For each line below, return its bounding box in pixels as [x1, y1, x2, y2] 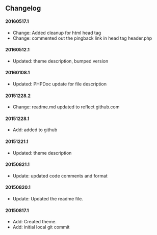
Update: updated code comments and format [12, 172, 108, 179]
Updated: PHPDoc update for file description [12, 81, 107, 87]
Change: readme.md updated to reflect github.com [12, 104, 120, 110]
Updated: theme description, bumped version [12, 58, 109, 64]
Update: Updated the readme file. [12, 196, 83, 202]
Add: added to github [12, 127, 58, 133]
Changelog [5, 4, 41, 13]
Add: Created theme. [12, 219, 57, 225]
